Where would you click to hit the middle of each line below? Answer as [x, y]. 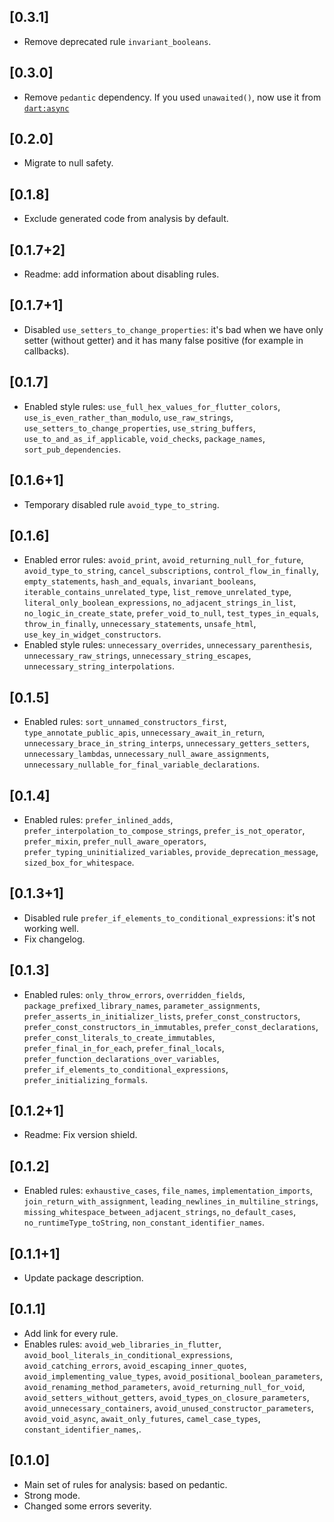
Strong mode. [52, 1495]
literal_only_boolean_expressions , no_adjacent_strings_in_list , [160, 602]
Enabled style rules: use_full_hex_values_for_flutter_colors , [152, 406]
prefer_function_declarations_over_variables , [121, 1058]
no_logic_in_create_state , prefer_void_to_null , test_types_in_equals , [171, 613]
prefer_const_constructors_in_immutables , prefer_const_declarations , [171, 1026]
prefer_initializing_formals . [86, 1079]
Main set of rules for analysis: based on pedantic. [125, 1484]
